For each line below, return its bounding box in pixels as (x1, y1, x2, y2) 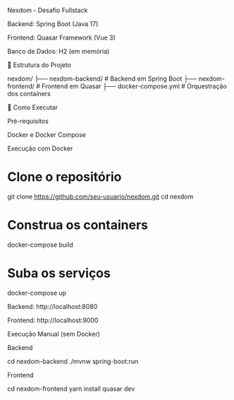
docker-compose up (7, 288, 67, 297)
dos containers (7, 90, 51, 98)
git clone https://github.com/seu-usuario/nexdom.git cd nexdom (7, 192, 194, 201)
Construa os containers (7, 217, 148, 233)
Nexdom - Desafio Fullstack (7, 6, 88, 14)
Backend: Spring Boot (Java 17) (7, 20, 99, 28)
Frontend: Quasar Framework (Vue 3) (7, 33, 116, 42)
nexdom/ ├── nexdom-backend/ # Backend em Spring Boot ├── (7, 74, 197, 83)
